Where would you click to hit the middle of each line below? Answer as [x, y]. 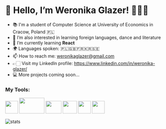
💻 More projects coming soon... [46, 75]
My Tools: [18, 89]
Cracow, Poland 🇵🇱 [33, 32]
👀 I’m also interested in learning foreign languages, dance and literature [87, 37]
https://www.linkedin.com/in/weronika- [115, 63]
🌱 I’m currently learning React [43, 43]
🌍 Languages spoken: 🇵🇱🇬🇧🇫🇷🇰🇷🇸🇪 [56, 48]
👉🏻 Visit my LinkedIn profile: [43, 63]
